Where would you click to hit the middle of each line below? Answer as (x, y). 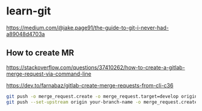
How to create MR (40, 53)
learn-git (29, 11)
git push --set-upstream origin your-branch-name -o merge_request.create (102, 102)
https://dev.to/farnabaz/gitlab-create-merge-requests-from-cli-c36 (90, 85)
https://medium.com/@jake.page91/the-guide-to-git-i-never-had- (88, 28)
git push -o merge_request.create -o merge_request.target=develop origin (102, 96)
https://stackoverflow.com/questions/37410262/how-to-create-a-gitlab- (96, 67)
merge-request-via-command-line (49, 74)
